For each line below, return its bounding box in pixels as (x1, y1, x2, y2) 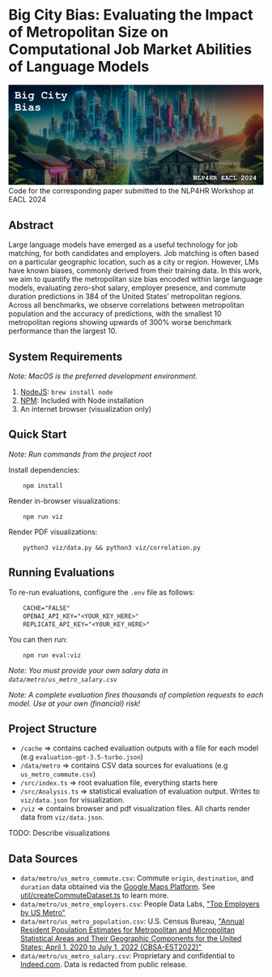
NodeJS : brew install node (19, 387, 113, 397)
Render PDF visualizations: (8, 526, 98, 537)
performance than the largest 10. (8, 326, 117, 336)
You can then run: (8, 634, 68, 644)
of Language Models (8, 58, 150, 76)
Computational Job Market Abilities (8, 41, 253, 58)
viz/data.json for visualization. (19, 795, 125, 805)
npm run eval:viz (23, 651, 82, 659)
